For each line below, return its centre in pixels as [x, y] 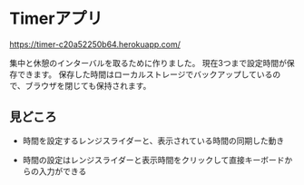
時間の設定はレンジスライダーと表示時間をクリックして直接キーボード [153, 160]
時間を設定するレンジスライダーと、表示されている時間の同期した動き [153, 141]
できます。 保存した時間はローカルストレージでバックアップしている [145, 74]
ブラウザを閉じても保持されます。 [88, 85]
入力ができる [63, 171]
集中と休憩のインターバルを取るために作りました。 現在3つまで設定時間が [148, 63]
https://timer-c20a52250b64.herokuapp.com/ [95, 44]
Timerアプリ [56, 19]
